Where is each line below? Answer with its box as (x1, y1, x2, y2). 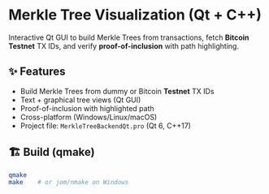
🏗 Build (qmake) (8, 145, 95, 159)
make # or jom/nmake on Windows (8, 179, 129, 187)
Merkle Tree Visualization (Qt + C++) (8, 6, 262, 24)
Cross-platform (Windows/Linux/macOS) (20, 112, 158, 122)
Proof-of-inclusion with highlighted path (20, 103, 154, 113)
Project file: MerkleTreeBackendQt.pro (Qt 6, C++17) (20, 120, 191, 131)
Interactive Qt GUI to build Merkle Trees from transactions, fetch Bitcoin (8, 32, 249, 42)
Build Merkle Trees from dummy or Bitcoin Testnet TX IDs (20, 86, 215, 96)
